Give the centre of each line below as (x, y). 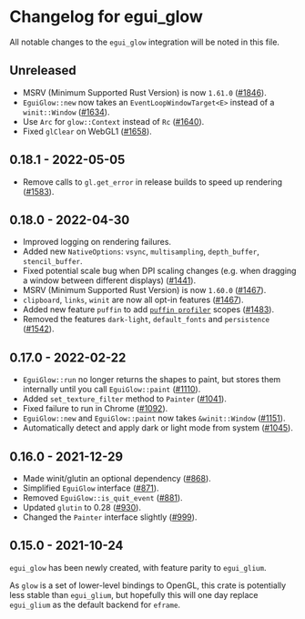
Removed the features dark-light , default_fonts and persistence (146, 320)
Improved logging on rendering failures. (97, 242)
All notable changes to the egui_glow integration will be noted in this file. (145, 42)
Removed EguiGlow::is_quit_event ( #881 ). (103, 497)
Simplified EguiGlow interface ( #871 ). (91, 488)
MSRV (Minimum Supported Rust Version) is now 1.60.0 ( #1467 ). (144, 290)
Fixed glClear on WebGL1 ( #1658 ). (87, 131)
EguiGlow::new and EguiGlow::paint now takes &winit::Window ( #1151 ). (154, 418)
